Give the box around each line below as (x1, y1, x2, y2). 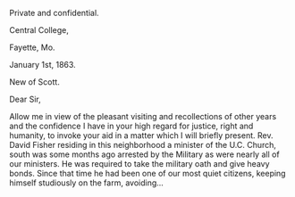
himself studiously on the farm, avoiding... (9, 177, 164, 188)
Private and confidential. (9, 8, 100, 18)
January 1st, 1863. (9, 60, 76, 70)
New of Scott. (9, 77, 60, 87)
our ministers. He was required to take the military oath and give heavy (9, 159, 270, 168)
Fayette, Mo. (9, 42, 55, 53)
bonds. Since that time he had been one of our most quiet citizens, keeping (9, 168, 286, 178)
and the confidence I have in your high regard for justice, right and (9, 120, 254, 131)
